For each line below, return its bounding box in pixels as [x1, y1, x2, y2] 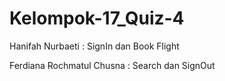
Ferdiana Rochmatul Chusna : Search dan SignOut [9, 59, 216, 71]
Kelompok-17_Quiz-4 [9, 7, 185, 30]
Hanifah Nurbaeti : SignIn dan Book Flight [9, 40, 180, 52]
